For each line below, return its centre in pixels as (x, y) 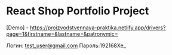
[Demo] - (17, 27)
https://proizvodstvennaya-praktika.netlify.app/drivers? (98, 27)
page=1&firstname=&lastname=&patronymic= (62, 33)
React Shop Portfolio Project (78, 11)
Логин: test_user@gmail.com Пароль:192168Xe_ (66, 45)
